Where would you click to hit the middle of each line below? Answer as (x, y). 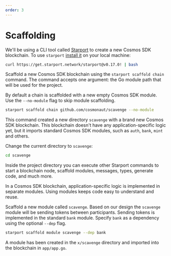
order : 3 (15, 10)
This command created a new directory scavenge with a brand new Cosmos (84, 120)
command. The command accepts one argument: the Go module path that (83, 80)
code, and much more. (29, 176)
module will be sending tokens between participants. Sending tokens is (80, 212)
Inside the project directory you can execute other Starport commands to (82, 165)
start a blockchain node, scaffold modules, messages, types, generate (79, 171)
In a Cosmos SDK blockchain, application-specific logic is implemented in (83, 186)
